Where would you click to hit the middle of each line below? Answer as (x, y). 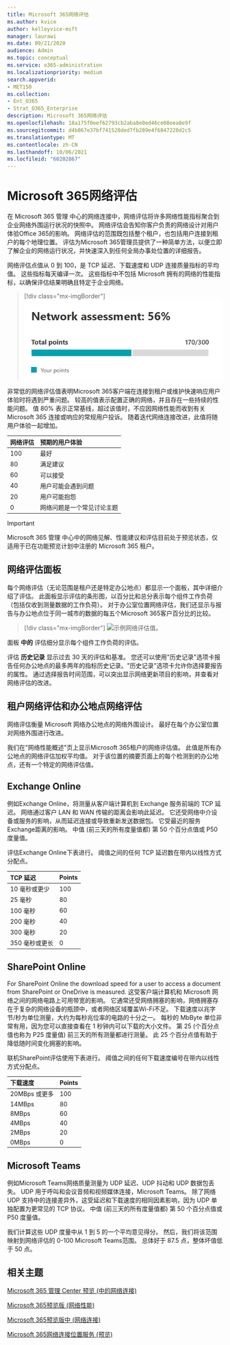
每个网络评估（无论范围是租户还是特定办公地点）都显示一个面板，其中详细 (112, 587)
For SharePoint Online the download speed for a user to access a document (114, 984)
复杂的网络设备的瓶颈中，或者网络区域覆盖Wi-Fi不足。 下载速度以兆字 (117, 1009)
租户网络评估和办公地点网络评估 (75, 706)
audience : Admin (30, 51)
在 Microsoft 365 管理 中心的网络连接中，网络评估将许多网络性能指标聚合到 (113, 217)
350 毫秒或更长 (31, 943)
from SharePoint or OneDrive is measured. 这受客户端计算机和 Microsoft (109, 992)
